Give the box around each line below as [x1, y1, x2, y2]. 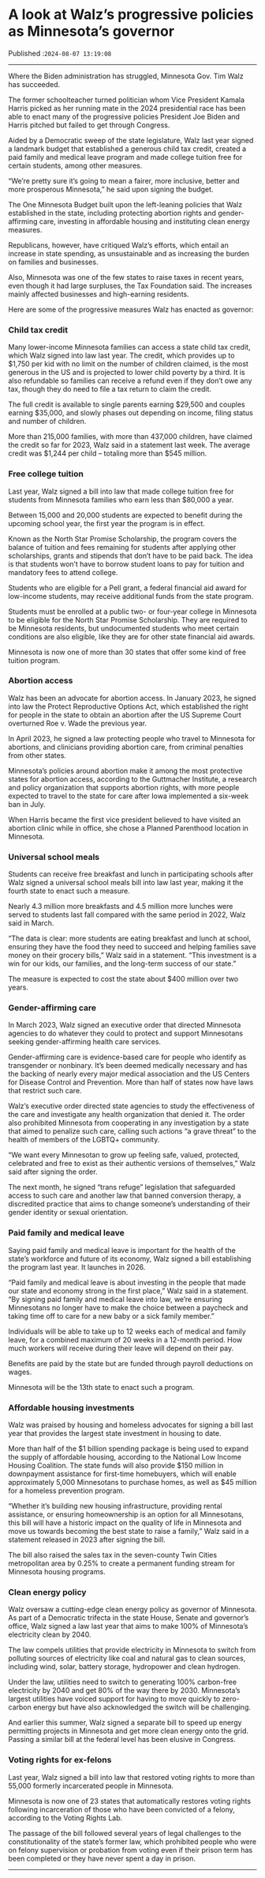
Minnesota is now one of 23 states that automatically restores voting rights [8, 1796, 251, 1805]
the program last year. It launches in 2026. [8, 1262, 146, 1271]
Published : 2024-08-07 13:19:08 [8, 48, 112, 58]
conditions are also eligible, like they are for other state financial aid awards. [8, 631, 256, 642]
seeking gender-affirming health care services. [8, 1037, 162, 1047]
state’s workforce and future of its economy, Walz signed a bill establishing [8, 1254, 252, 1263]
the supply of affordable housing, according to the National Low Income [8, 1452, 242, 1462]
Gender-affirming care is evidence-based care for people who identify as [8, 1052, 247, 1062]
